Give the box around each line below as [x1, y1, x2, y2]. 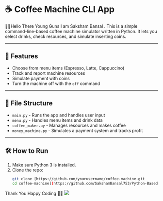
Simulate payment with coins [12, 75, 70, 81]
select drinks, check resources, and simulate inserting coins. [5, 33, 126, 39]
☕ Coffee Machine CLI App [5, 4, 115, 15]
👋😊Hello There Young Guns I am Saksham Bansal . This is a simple [5, 23, 138, 29]
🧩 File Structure [5, 99, 53, 107]
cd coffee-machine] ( [12, 181, 54, 186]
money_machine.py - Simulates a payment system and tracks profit [12, 127, 143, 134]
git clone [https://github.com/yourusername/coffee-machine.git [12, 177, 145, 182]
